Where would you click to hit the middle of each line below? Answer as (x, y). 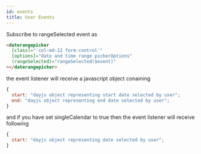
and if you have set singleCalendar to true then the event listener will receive (100, 117)
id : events (20, 12)
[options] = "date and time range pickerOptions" (72, 56)
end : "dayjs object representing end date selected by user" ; (91, 100)
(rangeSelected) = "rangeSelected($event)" (64, 62)
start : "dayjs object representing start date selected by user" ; (96, 95)
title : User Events (31, 17)
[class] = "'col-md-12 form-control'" (57, 51)
